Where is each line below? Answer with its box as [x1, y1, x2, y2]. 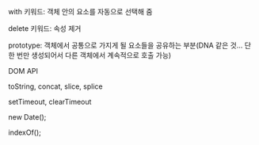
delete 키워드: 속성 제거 [8, 24, 82, 33]
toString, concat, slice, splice [8, 82, 103, 91]
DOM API [8, 67, 38, 75]
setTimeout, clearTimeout [8, 97, 92, 106]
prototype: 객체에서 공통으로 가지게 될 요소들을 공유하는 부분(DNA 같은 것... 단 [8, 40, 252, 50]
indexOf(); [8, 128, 42, 137]
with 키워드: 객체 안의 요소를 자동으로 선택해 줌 [8, 7, 153, 16]
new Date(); [8, 113, 47, 121]
